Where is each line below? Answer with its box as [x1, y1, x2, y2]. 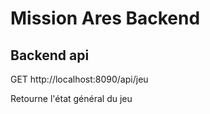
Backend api [10, 47, 90, 64]
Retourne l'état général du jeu [10, 93, 133, 104]
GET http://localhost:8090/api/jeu [10, 73, 149, 85]
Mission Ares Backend [10, 7, 201, 30]
